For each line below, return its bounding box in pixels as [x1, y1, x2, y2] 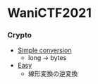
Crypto [7, 30, 32, 40]
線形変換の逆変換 [27, 69, 78, 78]
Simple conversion [17, 46, 72, 54]
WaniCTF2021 [7, 5, 92, 21]
